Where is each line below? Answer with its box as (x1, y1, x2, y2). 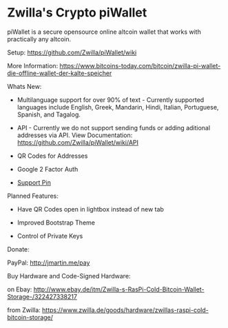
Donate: (7, 245, 30, 253)
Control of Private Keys (17, 232, 83, 240)
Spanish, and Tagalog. (17, 110, 81, 119)
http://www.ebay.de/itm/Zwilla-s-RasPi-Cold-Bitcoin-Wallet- (33, 285, 205, 294)
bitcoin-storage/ (7, 313, 54, 321)
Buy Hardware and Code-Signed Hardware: (7, 271, 131, 280)
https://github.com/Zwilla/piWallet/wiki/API (17, 138, 139, 146)
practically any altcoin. (7, 34, 72, 43)
